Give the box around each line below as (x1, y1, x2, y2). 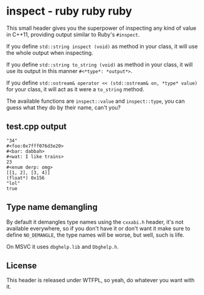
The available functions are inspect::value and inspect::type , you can (6, 97, 185, 105)
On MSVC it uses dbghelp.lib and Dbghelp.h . (6, 243, 119, 250)
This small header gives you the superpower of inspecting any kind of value (6, 24, 197, 32)
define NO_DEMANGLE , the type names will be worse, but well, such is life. (6, 231, 185, 238)
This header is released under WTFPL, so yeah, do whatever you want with (6, 277, 195, 284)
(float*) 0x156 (6, 175, 45, 181)
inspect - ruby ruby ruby (6, 4, 132, 18)
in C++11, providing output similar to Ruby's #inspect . (6, 30, 140, 38)
